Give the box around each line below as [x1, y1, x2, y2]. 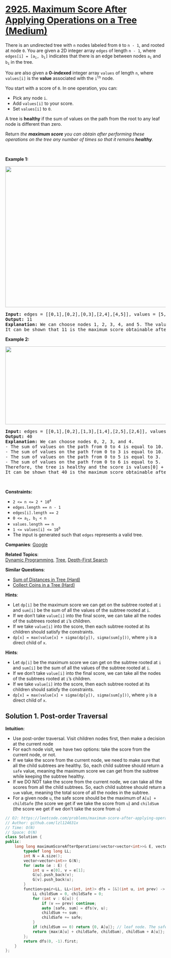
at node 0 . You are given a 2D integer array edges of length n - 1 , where [5, 47, 156, 53]
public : [5, 839, 22, 844]
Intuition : [5, 725, 25, 731]
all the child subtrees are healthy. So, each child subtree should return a [12, 762, 164, 769]
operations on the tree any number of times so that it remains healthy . [5, 136, 154, 142]
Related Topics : [5, 552, 39, 558]
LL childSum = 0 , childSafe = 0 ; [32, 891, 103, 896]
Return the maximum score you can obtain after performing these [5, 131, 145, 137]
